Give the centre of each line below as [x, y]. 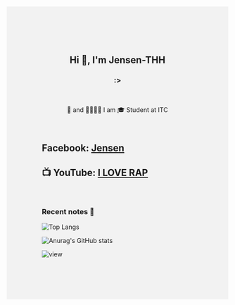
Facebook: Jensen [83, 148]
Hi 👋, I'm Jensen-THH [118, 60]
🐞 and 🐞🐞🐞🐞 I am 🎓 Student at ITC [118, 110]
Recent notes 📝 [68, 211]
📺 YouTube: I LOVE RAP [95, 173]
